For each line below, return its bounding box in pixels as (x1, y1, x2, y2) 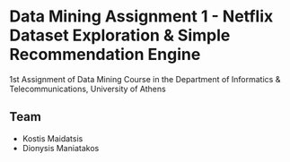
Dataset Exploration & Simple (9, 25, 231, 46)
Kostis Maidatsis (22, 132, 83, 144)
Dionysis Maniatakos (22, 142, 100, 153)
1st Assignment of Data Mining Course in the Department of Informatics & (9, 73, 281, 84)
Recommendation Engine (9, 45, 201, 64)
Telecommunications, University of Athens (9, 83, 166, 94)
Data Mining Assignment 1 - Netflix (9, 6, 274, 27)
